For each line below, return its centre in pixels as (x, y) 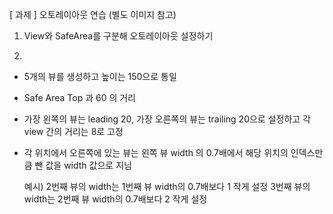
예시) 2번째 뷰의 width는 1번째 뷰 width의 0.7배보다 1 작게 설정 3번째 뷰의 (167, 186)
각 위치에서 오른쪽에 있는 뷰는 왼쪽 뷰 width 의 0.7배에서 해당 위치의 (156, 152)
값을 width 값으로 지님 (88, 165)
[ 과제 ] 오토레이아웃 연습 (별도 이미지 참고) (93, 14)
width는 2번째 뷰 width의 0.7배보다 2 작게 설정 (115, 199)
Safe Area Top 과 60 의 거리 (80, 97)
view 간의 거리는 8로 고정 (73, 131)
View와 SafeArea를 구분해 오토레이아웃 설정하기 (118, 36)
